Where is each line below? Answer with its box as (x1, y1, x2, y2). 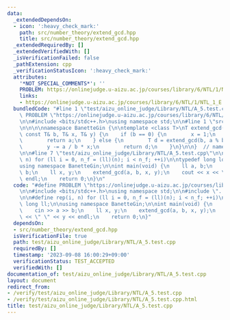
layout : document (7, 277, 57, 284)
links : (19, 93, 38, 100)
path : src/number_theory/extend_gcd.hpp (19, 29, 136, 36)
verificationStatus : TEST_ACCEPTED (13, 258, 115, 265)
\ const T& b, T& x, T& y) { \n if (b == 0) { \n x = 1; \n (19, 131, 216, 137)
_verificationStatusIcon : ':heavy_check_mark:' (13, 67, 152, 74)
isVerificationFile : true (13, 232, 88, 239)
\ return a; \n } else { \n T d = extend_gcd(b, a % (19, 137, 219, 144)
